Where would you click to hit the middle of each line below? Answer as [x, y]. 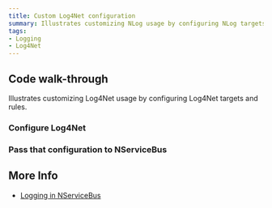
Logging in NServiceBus [60, 195]
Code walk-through [58, 79]
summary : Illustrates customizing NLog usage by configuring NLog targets [137, 23]
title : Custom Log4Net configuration [72, 16]
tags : [17, 31]
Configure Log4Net [47, 128]
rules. [18, 107]
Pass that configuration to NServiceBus [88, 149]
